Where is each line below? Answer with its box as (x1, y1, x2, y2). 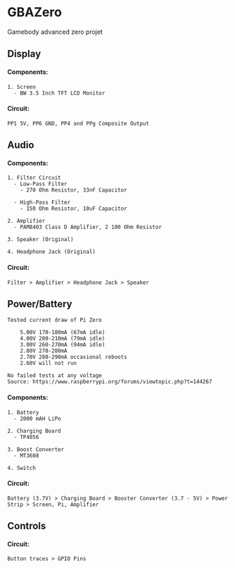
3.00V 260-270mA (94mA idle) (20, 341, 106, 349)
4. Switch (7, 464, 37, 471)
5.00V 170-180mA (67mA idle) (20, 329, 106, 336)
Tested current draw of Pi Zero (7, 316, 102, 324)
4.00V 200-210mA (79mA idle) (20, 335, 106, 342)
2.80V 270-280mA (20, 347, 68, 354)
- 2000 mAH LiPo (13, 415, 61, 422)
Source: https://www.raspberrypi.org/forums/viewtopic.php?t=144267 (7, 378, 212, 385)
